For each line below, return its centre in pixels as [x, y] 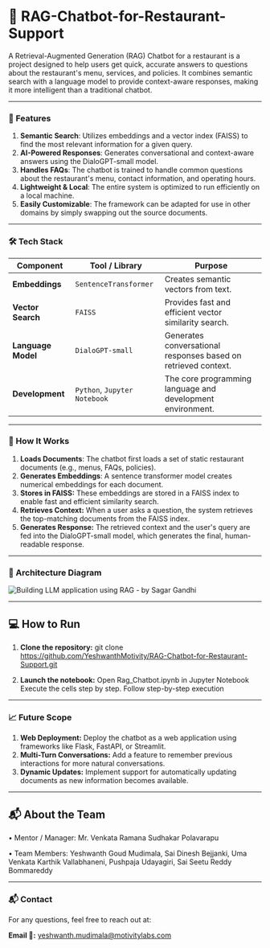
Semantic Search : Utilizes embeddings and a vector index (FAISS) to [134, 136]
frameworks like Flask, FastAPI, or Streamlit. [93, 746]
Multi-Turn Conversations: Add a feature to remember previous [126, 755]
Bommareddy [31, 871]
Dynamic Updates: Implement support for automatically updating [128, 772]
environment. [189, 408]
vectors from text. [198, 289]
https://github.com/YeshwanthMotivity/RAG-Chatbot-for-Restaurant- [134, 655]
